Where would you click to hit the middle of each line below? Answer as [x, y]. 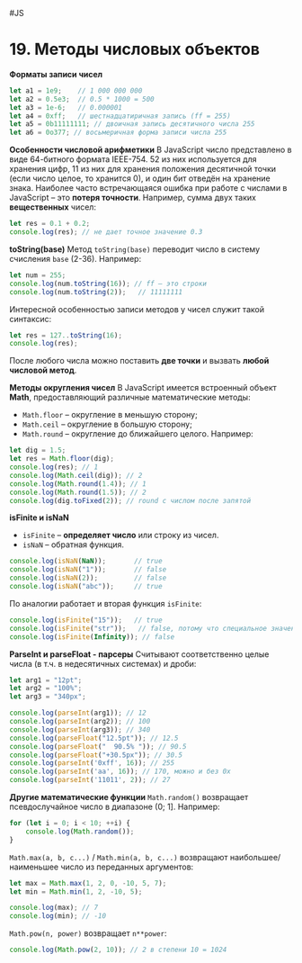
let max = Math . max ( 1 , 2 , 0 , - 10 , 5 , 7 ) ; [88, 883]
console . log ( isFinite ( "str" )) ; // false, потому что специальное [138, 628]
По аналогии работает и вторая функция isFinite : [106, 603]
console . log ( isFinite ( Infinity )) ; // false [92, 637]
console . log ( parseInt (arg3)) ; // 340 [80, 729]
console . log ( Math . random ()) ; [80, 832]
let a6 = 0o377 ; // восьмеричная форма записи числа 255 [118, 133]
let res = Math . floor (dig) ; [62, 459]
